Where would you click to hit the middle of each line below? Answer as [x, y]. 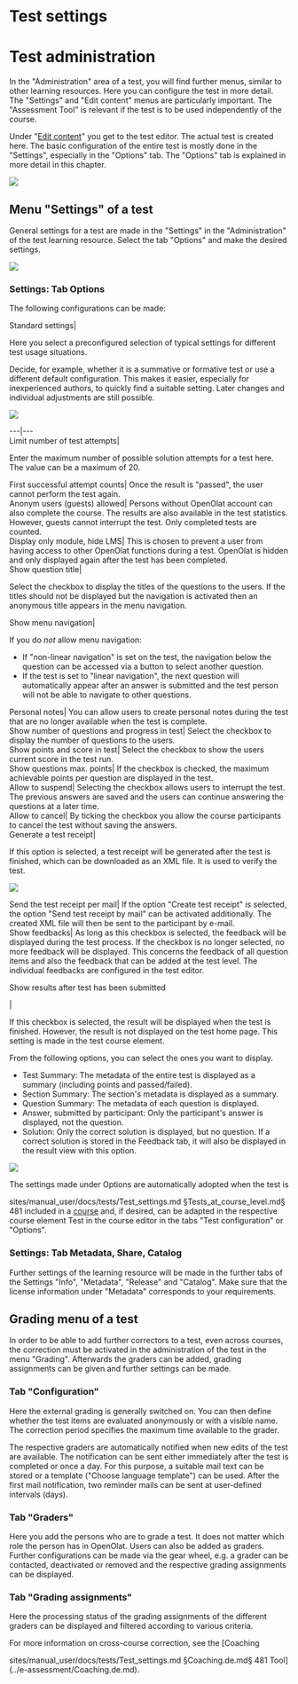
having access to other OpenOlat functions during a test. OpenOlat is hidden [149, 551]
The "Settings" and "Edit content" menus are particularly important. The [141, 100]
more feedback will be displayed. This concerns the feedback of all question [149, 952]
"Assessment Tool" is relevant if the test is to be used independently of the [145, 110]
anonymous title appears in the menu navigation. [98, 606]
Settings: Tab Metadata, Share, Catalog [96, 1253]
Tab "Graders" [41, 1517]
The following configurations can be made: [88, 309]
